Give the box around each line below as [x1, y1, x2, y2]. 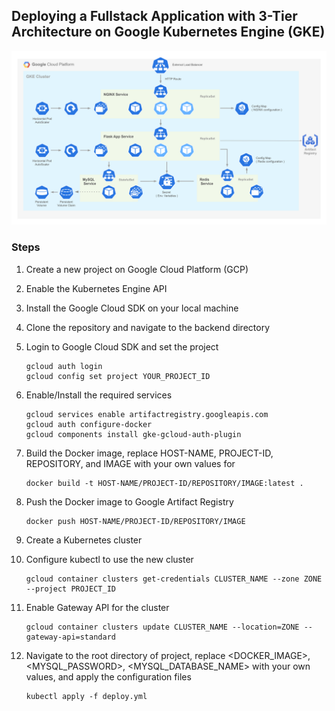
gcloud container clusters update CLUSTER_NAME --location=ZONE [25, 622, 300, 632]
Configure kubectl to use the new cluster [25, 553, 194, 565]
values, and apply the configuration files [25, 670, 192, 683]
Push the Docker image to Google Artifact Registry [25, 495, 234, 508]
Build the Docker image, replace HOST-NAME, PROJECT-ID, [25, 447, 274, 459]
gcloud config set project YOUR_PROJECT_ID [25, 371, 211, 381]
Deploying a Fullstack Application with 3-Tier [11, 8, 298, 25]
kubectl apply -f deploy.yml [25, 691, 148, 701]
